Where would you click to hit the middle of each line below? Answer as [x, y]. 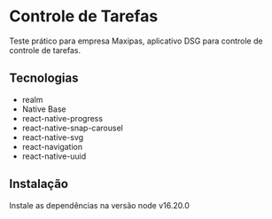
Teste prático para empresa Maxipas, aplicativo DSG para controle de [136, 41]
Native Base [44, 109]
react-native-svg [53, 137]
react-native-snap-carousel [73, 128]
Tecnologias [44, 78]
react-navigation [52, 146]
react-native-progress [62, 118]
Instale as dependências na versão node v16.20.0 [100, 205]
